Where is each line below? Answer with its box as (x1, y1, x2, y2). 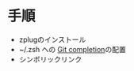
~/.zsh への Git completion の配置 (18, 44, 126, 54)
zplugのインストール (18, 35, 86, 44)
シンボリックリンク (18, 54, 82, 64)
